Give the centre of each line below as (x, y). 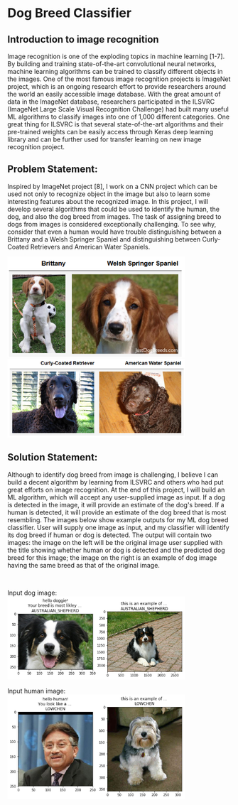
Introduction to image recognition (83, 39)
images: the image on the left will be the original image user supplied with (115, 542)
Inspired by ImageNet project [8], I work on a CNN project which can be (113, 186)
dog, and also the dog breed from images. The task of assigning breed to (114, 216)
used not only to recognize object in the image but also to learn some (109, 194)
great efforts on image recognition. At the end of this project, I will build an (116, 490)
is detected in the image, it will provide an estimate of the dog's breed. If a (116, 504)
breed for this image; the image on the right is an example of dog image (112, 557)
